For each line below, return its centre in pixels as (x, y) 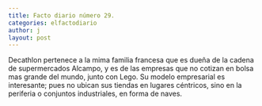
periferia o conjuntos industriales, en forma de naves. (95, 94)
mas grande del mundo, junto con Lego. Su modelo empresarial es (117, 77)
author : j (25, 30)
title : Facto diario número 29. (61, 15)
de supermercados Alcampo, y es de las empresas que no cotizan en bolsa (131, 69)
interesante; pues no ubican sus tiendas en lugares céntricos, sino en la (125, 85)
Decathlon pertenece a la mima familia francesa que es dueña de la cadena (131, 60)
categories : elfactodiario (53, 23)
